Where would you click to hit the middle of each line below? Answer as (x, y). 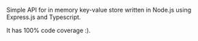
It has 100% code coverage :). (48, 30)
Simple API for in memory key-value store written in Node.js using (99, 10)
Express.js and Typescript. (44, 17)
